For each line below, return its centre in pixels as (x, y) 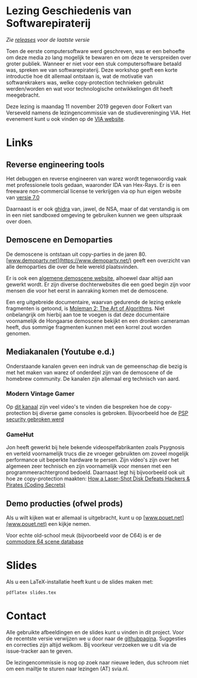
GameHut (20, 435)
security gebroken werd (35, 419)
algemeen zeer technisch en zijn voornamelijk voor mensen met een (89, 466)
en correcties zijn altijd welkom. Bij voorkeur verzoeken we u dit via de (91, 644)
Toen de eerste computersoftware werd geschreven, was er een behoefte (96, 51)
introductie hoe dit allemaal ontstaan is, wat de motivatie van (79, 76)
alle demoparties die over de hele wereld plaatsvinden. (72, 266)
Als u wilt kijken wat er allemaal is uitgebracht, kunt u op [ (76, 518)
